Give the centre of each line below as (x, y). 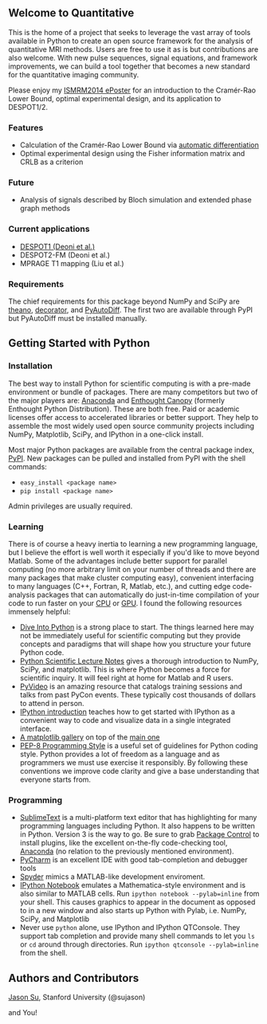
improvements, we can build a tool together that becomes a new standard (130, 66)
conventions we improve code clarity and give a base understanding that (139, 771)
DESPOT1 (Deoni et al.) (57, 246)
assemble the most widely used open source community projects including (132, 426)
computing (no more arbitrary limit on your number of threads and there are (132, 569)
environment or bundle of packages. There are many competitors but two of (133, 392)
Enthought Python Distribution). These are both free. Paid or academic (124, 409)
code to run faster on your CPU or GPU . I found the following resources (125, 603)
